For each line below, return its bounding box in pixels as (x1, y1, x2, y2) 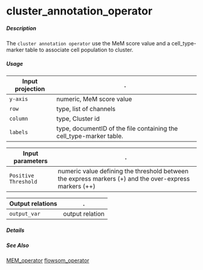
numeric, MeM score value (56, 95, 132, 103)
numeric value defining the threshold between (57, 167, 189, 176)
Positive (9, 172, 34, 179)
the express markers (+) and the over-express (57, 175, 190, 183)
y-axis (9, 95, 28, 103)
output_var (9, 210, 40, 217)
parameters (13, 157, 48, 166)
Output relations (9, 199, 57, 208)
